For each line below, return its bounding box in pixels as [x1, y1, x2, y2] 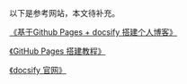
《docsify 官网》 [9, 65, 67, 75]
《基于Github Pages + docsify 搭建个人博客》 [9, 27, 178, 38]
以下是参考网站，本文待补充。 [9, 8, 120, 18]
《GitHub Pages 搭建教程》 [9, 46, 106, 56]
